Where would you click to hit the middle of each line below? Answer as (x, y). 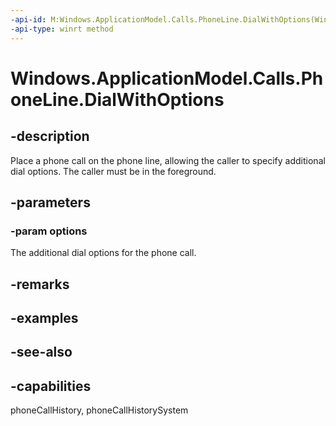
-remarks (40, 284)
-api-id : (28, 19)
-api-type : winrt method (62, 29)
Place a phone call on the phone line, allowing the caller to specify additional (168, 160)
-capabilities (51, 386)
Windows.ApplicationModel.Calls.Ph (167, 78)
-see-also (41, 352)
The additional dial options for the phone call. (103, 253)
